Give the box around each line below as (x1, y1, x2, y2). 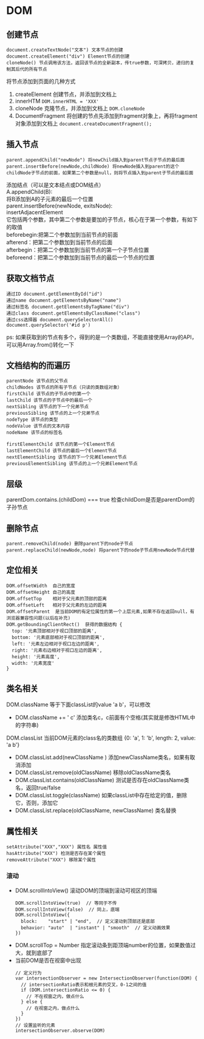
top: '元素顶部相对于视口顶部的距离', (12, 628, 97, 634)
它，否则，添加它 (15, 799, 58, 806)
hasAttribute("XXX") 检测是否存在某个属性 (6, 850, 106, 856)
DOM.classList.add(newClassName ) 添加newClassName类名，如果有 (15, 754, 190, 761)
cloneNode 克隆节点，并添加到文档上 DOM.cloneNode (15, 104, 145, 112)
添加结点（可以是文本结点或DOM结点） (6, 181, 104, 188)
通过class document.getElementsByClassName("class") (6, 310, 141, 316)
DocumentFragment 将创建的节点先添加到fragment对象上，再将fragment (15, 112, 197, 119)
